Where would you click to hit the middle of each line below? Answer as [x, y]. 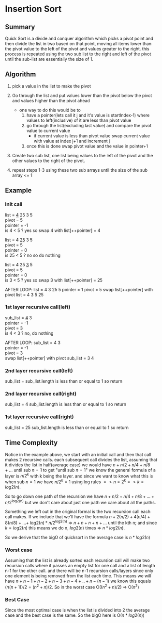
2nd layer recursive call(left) [39, 371]
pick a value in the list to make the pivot [51, 86]
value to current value [48, 131]
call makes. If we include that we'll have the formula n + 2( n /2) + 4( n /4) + [78, 517]
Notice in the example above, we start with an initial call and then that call [78, 454]
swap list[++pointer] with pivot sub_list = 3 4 [50, 358]
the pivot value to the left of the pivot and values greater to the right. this [77, 49]
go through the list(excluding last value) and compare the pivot [89, 125]
